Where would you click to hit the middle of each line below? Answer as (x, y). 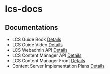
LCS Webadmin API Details (40, 50)
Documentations (31, 27)
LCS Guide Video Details (37, 45)
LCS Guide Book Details (36, 39)
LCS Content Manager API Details (47, 55)
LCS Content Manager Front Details (49, 61)
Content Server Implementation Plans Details (58, 66)
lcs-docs (24, 9)
